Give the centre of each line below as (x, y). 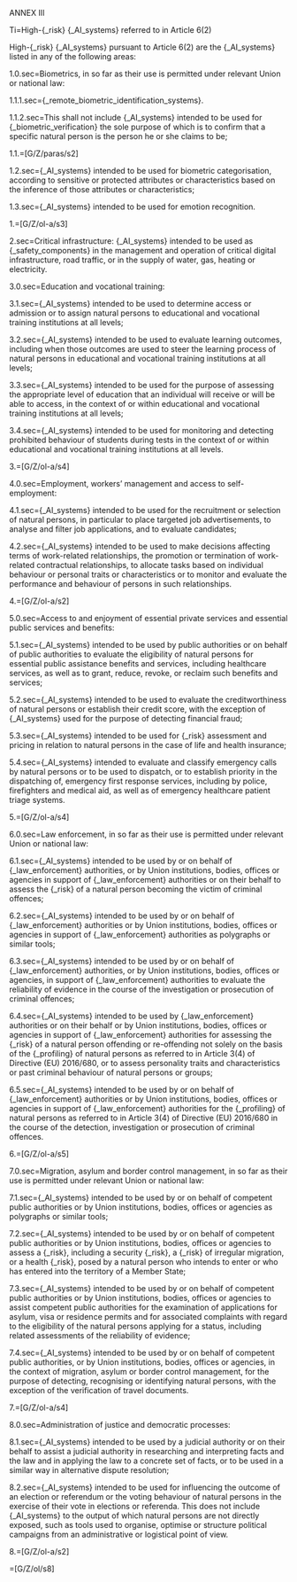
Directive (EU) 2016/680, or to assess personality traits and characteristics (145, 1063)
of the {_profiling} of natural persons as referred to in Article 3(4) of (132, 1053)
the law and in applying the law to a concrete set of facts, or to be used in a (147, 1461)
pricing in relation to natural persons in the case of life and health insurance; (148, 745)
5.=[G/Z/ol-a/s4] (39, 817)
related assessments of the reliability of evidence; (100, 1336)
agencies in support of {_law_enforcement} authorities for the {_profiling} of (147, 1108)
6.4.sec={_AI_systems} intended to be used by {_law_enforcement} (132, 1016)
